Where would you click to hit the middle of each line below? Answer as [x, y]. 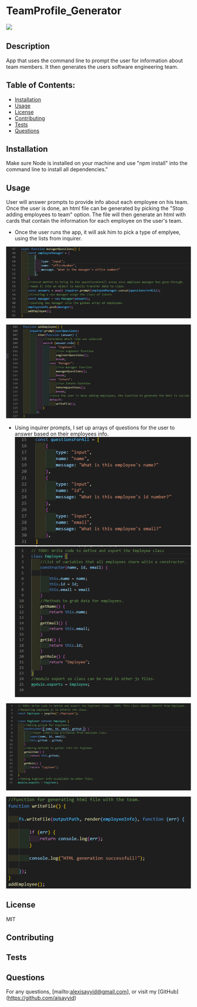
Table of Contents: [41, 86]
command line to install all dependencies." [57, 169]
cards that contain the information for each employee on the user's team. [94, 221]
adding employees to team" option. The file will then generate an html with [96, 215]
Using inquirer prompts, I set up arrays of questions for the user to [94, 428]
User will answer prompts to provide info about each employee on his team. [97, 202]
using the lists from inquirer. [48, 239]
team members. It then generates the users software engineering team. [92, 66]
